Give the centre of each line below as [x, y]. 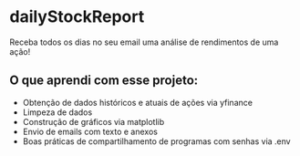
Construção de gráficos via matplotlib [93, 121]
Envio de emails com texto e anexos [90, 131]
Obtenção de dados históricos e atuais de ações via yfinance [138, 102]
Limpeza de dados [57, 112]
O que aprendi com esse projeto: [104, 81]
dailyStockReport [77, 17]
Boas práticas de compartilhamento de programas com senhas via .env [156, 141]
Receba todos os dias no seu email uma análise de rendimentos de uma [144, 42]
